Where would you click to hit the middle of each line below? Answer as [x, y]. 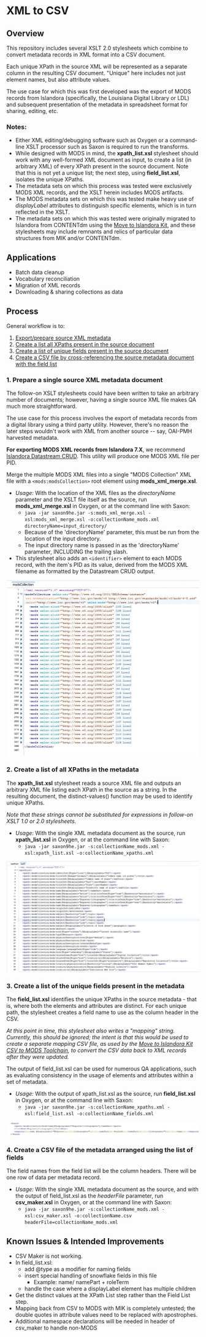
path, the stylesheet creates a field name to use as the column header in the [102, 1012]
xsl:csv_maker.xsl [48, 1216]
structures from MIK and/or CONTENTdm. [68, 238]
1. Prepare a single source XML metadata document [85, 380]
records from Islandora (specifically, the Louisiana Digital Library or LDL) [98, 98]
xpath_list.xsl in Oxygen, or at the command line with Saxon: [92, 840]
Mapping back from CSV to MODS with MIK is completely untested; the [105, 1308]
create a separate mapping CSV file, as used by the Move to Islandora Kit [100, 1044]
